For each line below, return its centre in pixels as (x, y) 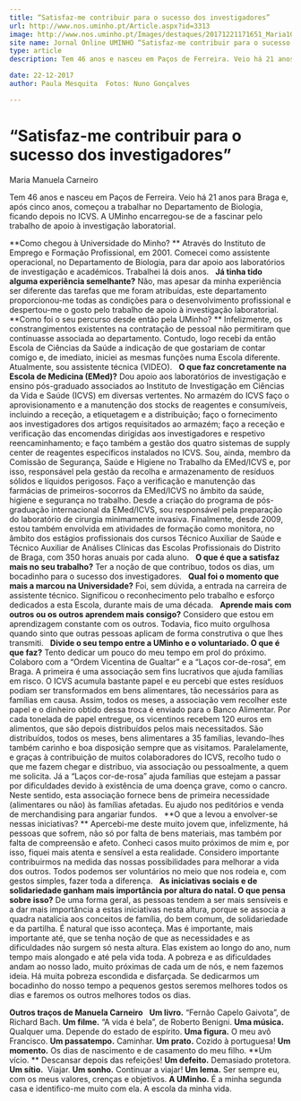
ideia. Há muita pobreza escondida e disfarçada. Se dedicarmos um (134, 976)
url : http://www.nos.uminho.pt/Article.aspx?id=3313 (110, 26)
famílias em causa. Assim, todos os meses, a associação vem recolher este (148, 700)
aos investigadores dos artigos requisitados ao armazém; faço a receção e (147, 424)
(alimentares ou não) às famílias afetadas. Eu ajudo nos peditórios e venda (146, 804)
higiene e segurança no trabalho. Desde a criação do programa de (132, 500)
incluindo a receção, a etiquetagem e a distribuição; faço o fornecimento (143, 414)
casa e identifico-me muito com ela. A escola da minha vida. (120, 1088)
